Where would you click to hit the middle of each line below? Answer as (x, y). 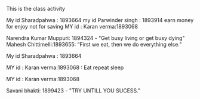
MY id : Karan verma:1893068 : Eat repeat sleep (65, 67)
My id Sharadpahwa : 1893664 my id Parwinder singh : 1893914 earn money (100, 20)
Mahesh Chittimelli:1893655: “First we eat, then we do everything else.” (94, 44)
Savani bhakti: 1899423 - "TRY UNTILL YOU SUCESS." (73, 91)
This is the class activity (36, 9)
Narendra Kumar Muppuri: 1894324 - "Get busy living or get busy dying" (96, 38)
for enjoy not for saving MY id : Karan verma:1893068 (72, 27)
